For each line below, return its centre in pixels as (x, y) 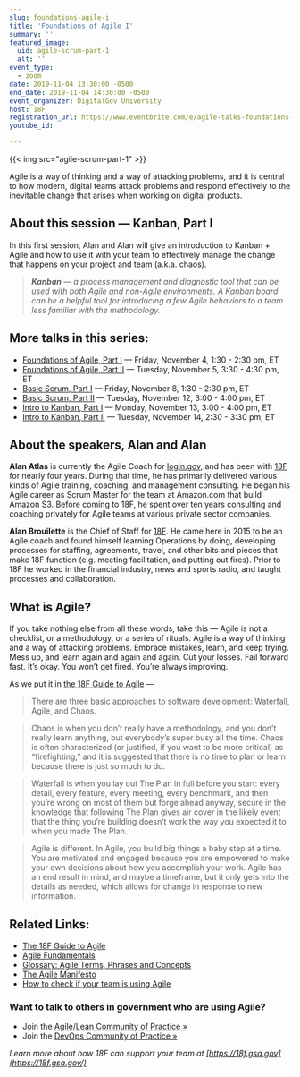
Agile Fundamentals (58, 955)
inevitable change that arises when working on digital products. (126, 195)
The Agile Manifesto (59, 974)
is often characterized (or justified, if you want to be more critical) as (157, 748)
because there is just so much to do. (98, 766)
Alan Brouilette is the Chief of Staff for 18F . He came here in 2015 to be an (146, 531)
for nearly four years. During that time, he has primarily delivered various (143, 476)
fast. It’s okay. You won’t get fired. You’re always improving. (119, 667)
